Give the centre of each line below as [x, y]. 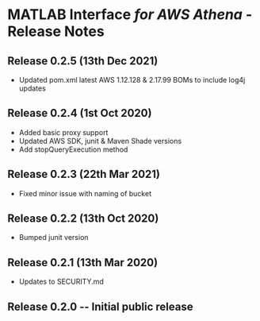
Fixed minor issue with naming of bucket [85, 193]
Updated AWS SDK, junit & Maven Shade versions [100, 141]
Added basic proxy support [63, 132]
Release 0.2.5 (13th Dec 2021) [83, 61]
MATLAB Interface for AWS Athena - [130, 15]
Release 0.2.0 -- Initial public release [100, 306]
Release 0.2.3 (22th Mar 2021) [84, 174]
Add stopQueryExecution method [73, 149]
